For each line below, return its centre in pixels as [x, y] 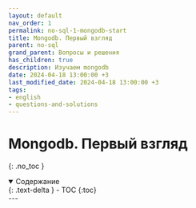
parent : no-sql [34, 45]
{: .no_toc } [26, 166]
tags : [17, 90]
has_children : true [41, 61]
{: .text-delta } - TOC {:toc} [53, 190]
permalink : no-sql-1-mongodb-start [68, 30]
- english [25, 97]
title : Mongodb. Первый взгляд [60, 38]
